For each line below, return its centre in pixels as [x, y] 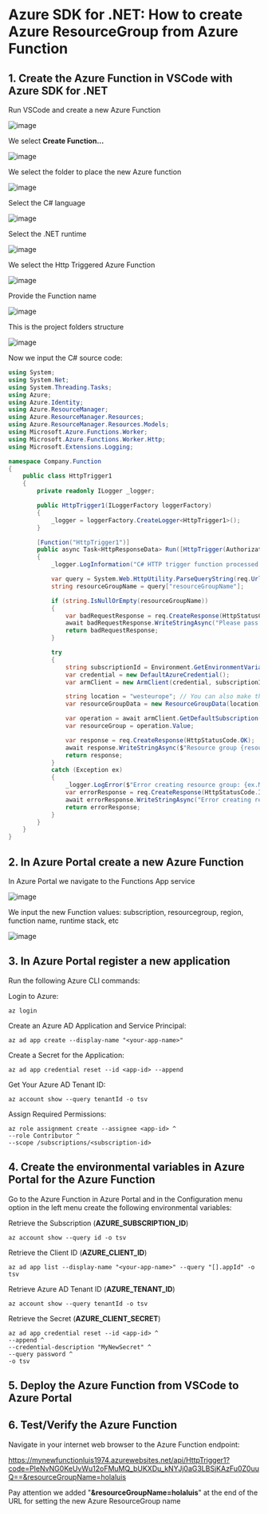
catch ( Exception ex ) [87, 770]
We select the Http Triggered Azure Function [82, 265]
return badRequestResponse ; [112, 631]
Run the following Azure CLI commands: [74, 981]
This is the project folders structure [66, 327]
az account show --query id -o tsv [67, 1237]
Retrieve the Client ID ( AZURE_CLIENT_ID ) [78, 1252]
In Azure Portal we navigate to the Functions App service [102, 881]
